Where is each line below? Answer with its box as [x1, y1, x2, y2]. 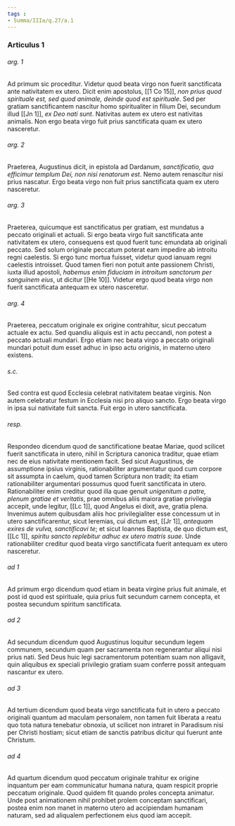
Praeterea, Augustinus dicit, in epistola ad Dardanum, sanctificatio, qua [7, 162, 214, 171]
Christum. [7, 736, 36, 744]
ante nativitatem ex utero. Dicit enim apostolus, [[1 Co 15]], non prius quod [7, 87, 222, 95]
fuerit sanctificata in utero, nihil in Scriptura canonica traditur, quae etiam [7, 449, 220, 458]
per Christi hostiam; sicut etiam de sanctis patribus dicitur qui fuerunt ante [7, 728, 223, 737]
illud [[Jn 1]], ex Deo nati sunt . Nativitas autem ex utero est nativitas [7, 109, 203, 118]
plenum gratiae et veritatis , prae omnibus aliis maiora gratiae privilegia [7, 494, 212, 503]
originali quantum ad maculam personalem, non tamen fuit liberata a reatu [7, 713, 222, 722]
